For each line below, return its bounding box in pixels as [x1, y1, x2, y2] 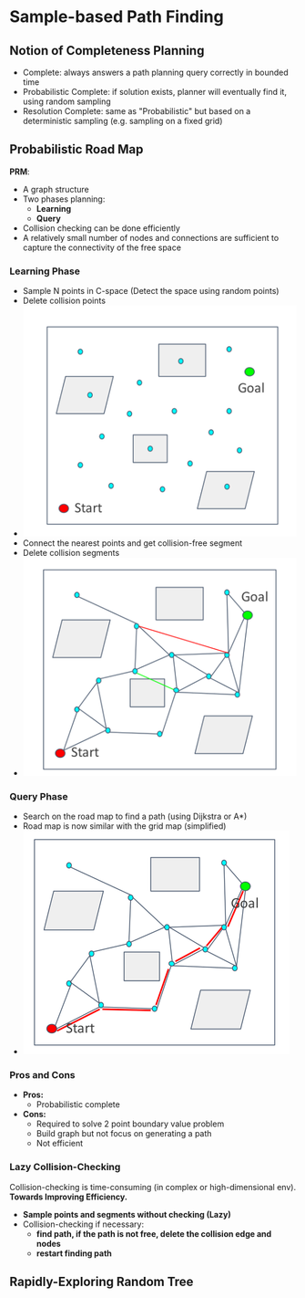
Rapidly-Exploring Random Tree [9, 1274, 194, 1290]
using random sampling [22, 96, 111, 107]
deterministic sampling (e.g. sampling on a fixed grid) [22, 116, 223, 126]
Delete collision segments [22, 548, 120, 559]
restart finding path [36, 1248, 112, 1259]
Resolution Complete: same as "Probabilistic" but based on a [22, 106, 251, 116]
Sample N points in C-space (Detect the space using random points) [22, 286, 280, 297]
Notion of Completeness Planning [9, 43, 205, 58]
